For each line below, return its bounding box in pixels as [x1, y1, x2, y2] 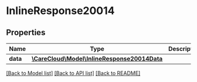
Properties [6, 28, 46, 37]
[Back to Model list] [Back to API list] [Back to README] [6, 70, 141, 77]
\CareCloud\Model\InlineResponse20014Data [31, 54, 163, 63]
